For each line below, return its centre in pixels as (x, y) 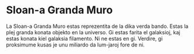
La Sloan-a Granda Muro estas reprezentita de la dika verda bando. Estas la (97, 26)
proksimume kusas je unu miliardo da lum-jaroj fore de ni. (75, 45)
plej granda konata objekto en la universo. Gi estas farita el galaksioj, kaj (93, 32)
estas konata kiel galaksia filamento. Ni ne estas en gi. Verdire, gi (84, 38)
